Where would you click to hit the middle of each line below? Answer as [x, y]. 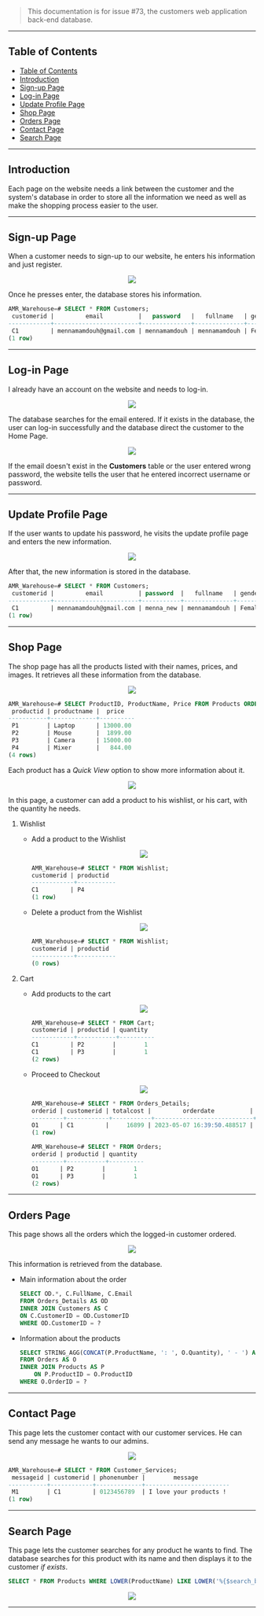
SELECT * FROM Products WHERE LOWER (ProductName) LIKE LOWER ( [112, 1581]
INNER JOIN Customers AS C [64, 1309]
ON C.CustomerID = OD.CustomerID [74, 1316]
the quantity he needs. [44, 808]
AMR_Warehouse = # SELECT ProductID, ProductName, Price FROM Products [125, 704]
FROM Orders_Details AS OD [64, 1301]
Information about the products [70, 1338]
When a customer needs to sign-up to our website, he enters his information [132, 256]
